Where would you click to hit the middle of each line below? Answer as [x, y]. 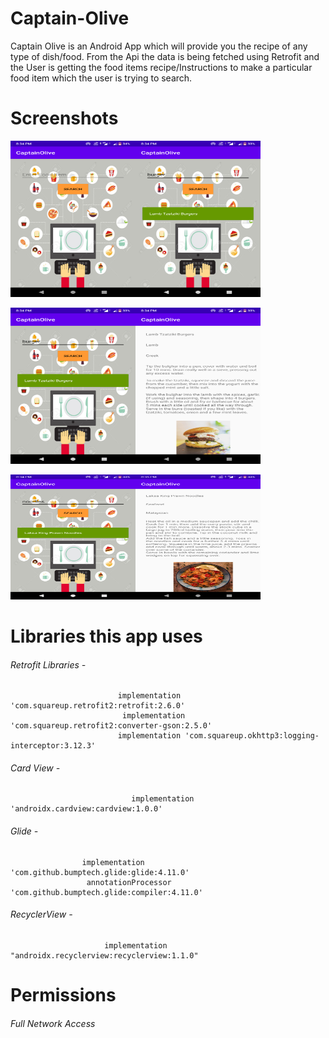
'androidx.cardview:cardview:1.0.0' [86, 809]
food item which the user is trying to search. [101, 78]
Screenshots [64, 118]
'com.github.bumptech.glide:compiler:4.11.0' [106, 892]
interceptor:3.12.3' [53, 746]
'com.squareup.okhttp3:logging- [252, 736]
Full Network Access [53, 1023]
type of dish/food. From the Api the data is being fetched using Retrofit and [165, 56]
